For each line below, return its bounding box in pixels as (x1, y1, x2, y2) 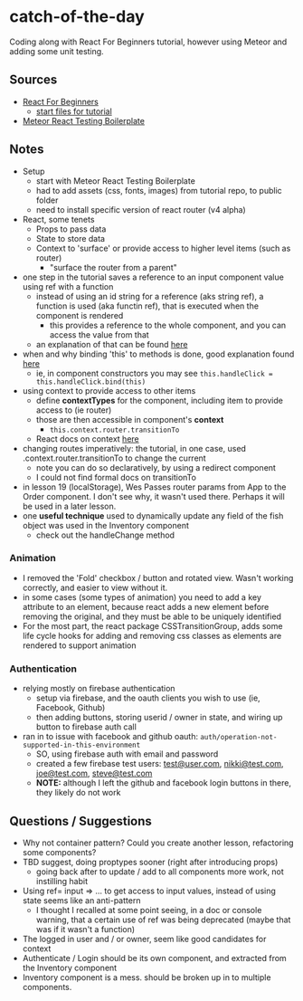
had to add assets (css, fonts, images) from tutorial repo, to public (35, 185, 282, 195)
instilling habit (35, 875, 89, 886)
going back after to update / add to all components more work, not (35, 866, 285, 877)
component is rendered (35, 310, 124, 320)
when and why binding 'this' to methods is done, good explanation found (22, 348, 295, 359)
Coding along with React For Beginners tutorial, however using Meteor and (9, 36, 288, 47)
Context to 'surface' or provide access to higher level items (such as (35, 243, 291, 253)
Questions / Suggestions (9, 813, 152, 829)
